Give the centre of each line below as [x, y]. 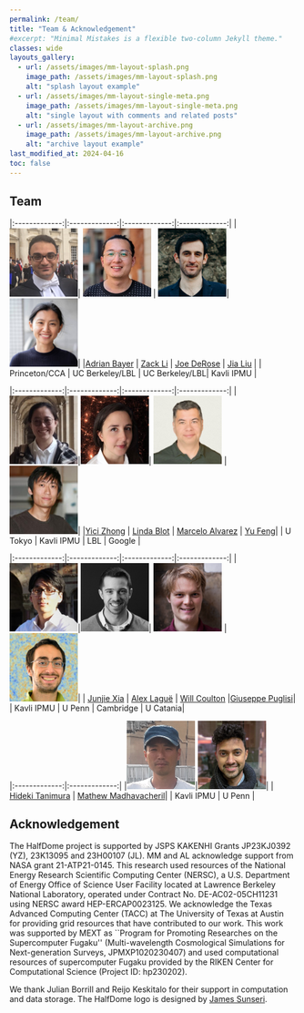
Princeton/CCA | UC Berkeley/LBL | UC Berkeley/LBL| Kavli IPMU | [133, 373]
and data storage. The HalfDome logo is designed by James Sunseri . [138, 999]
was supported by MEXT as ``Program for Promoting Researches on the [144, 933]
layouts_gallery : [42, 58]
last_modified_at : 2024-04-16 [67, 154]
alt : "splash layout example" [83, 87]
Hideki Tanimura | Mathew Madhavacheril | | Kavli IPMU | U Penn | [132, 795]
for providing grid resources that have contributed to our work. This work [147, 924]
